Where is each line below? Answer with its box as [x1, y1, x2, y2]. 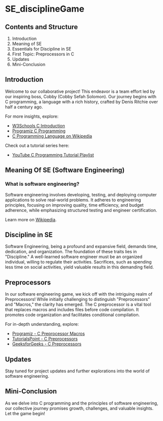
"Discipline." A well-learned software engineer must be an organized [5, 254, 143, 260]
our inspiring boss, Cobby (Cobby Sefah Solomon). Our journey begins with [5, 93, 157, 99]
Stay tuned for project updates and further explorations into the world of [5, 368, 150, 374]
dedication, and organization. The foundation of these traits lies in [5, 249, 137, 255]
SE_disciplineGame [5, 3, 85, 15]
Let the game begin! [5, 410, 45, 416]
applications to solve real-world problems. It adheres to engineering [5, 197, 141, 203]
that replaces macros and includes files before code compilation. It [5, 307, 139, 313]
